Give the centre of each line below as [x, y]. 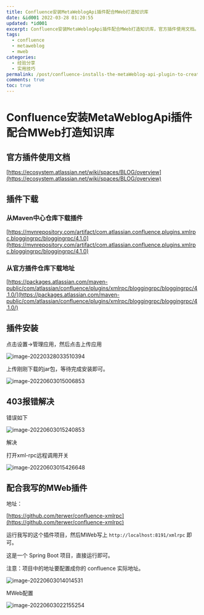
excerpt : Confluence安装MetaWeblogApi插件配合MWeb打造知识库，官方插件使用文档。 [103, 29]
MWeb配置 [20, 593]
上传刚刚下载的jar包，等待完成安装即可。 [57, 368]
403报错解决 [30, 402]
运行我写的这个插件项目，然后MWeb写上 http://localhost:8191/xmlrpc [96, 535]
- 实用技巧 [24, 69]
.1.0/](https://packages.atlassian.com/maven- [63, 294]
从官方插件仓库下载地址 [40, 268]
